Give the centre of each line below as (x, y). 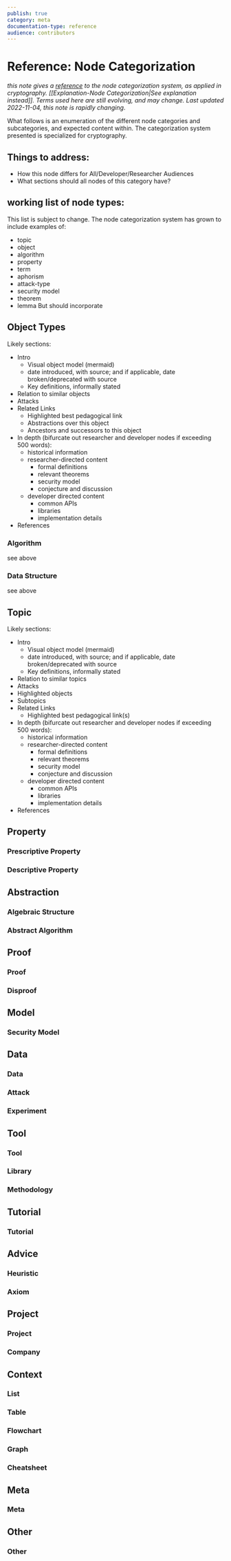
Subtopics (31, 701)
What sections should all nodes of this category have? (94, 181)
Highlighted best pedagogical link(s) (79, 715)
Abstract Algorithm (40, 930)
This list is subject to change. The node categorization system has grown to (114, 219)
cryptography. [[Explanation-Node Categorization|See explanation (102, 93)
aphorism (31, 276)
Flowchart (24, 1431)
